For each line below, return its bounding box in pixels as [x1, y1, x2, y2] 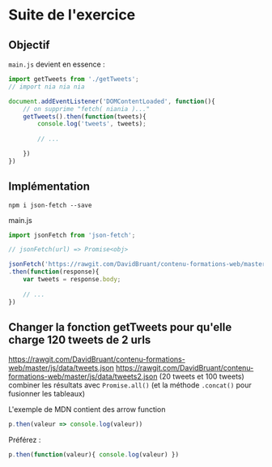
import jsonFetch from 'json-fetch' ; [8, 231, 136, 239]
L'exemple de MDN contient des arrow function [8, 405, 166, 414]
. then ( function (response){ [8, 268, 100, 276]
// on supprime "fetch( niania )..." [23, 105, 151, 113]
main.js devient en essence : [8, 59, 105, 69]
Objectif [8, 38, 50, 52]
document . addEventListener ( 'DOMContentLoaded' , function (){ [8, 97, 216, 105]
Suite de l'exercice [8, 6, 136, 24]
